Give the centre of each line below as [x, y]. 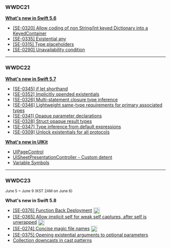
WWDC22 [18, 68]
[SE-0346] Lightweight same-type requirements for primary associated [88, 105]
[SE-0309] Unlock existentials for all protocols [61, 132]
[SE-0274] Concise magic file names [51, 229]
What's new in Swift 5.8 [31, 200]
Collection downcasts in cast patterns [52, 240]
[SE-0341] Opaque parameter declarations [57, 116]
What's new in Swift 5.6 [31, 18]
